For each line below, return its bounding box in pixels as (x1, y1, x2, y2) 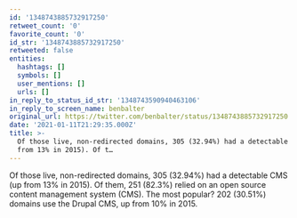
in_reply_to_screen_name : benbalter (9, 104, 145, 113)
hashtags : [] (17, 63, 66, 72)
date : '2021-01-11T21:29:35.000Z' (9, 121, 138, 130)
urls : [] (17, 87, 50, 96)
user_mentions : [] (17, 79, 86, 88)
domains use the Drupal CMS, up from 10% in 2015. (9, 198, 198, 209)
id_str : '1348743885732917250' (9, 37, 125, 47)
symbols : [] (17, 71, 62, 80)
